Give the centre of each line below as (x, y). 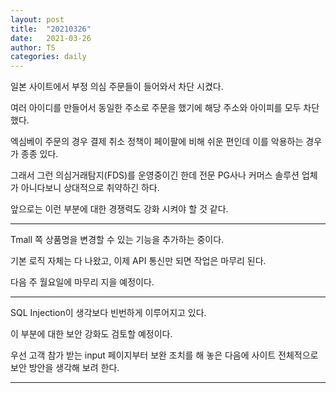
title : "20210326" (51, 29)
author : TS (33, 47)
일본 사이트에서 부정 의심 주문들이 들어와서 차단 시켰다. (117, 87)
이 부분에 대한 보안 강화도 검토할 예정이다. (91, 334)
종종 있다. (39, 154)
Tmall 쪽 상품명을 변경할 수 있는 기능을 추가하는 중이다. (117, 240)
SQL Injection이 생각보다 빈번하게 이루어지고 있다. (108, 313)
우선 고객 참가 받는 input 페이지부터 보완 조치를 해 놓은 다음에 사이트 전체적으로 (164, 355)
